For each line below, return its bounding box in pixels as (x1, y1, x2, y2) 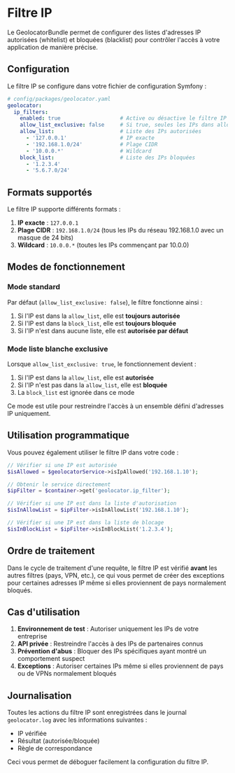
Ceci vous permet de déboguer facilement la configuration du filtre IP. (7, 758, 208, 766)
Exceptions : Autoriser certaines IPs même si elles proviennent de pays (17, 662, 224, 670)
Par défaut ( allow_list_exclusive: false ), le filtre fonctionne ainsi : (7, 298, 203, 306)
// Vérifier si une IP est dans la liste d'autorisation (7, 500, 177, 507)
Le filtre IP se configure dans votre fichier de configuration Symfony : (7, 82, 207, 90)
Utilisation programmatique (7, 429, 129, 442)
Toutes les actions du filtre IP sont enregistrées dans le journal (7, 709, 187, 717)
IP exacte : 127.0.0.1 (17, 218, 79, 227)
